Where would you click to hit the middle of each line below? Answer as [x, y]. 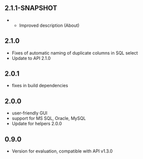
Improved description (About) [49, 25]
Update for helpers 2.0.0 [37, 124]
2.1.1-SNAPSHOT [31, 8]
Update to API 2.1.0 [31, 58]
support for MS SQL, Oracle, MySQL [49, 118]
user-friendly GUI [29, 113]
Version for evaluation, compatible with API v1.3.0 [62, 151]
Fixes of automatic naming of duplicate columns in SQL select [75, 53]
